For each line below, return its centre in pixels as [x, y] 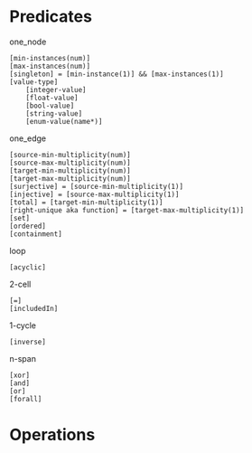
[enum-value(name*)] [64, 121]
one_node [28, 42]
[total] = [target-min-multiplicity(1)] [87, 202]
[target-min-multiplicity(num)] [70, 170]
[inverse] [28, 342]
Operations [52, 435]
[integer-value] [56, 90]
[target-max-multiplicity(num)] [70, 178]
